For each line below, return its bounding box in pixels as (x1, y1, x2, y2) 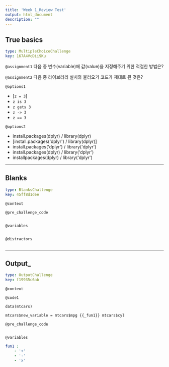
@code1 (5, 295, 19, 300)
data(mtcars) (5, 304, 33, 309)
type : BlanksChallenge (5, 187, 53, 192)
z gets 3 (12, 104, 31, 110)
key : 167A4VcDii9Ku (5, 54, 46, 59)
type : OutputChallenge (5, 273, 53, 278)
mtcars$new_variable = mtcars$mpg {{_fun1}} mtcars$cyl (5, 313, 125, 318)
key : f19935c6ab (5, 277, 39, 283)
